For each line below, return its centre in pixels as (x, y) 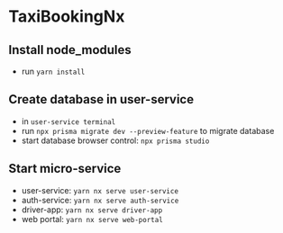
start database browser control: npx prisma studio (115, 140)
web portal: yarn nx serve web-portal (92, 219)
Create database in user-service (101, 99)
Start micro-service (65, 169)
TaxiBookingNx (67, 17)
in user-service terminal (68, 121)
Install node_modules (70, 50)
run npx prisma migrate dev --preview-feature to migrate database (148, 130)
